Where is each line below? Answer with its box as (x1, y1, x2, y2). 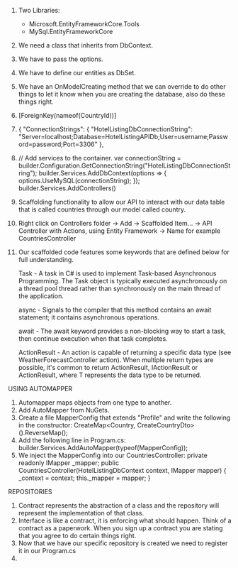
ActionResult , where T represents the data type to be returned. (18, 371, 202, 379)
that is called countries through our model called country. (18, 205, 186, 214)
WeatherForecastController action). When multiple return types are (18, 356, 214, 364)
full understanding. (18, 256, 74, 263)
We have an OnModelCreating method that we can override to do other (18, 82, 226, 91)
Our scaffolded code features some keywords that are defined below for (18, 248, 229, 256)
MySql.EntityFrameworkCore (28, 28, 113, 35)
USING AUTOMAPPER (8, 385, 73, 393)
